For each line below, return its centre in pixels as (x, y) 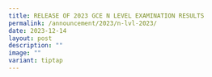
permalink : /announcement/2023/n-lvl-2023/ (83, 23)
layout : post (30, 38)
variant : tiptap (36, 61)
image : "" (25, 53)
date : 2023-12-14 (38, 30)
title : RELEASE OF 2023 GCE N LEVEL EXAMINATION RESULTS (106, 16)
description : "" (36, 46)
